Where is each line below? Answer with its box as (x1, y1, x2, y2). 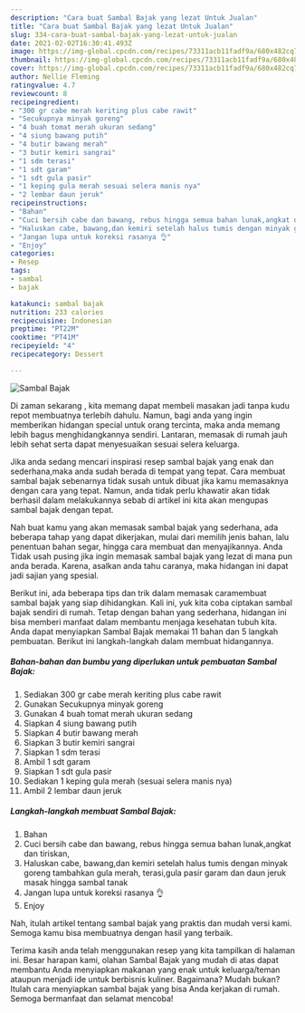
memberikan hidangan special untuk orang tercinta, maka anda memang (10, 419, 281, 430)
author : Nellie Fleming (10, 72, 100, 82)
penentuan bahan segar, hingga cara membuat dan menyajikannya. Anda (10, 541, 283, 552)
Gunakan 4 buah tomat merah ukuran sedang (23, 708, 193, 719)
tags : (10, 266, 31, 275)
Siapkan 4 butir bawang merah (23, 727, 138, 738)
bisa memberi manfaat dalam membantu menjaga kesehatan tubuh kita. (10, 616, 277, 627)
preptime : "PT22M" (10, 324, 80, 333)
